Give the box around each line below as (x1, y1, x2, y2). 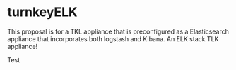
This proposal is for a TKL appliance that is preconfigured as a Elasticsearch (7, 27, 230, 36)
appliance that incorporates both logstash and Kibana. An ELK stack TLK (7, 34, 219, 43)
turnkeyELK (7, 4, 78, 20)
